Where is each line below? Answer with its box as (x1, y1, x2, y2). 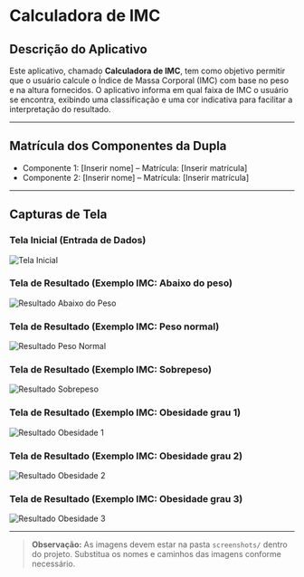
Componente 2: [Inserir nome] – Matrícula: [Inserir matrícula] (22, 172, 250, 183)
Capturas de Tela (9, 207, 108, 222)
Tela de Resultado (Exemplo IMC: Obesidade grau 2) (9, 449, 242, 462)
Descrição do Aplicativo (9, 42, 147, 57)
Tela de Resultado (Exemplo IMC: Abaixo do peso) (9, 277, 233, 289)
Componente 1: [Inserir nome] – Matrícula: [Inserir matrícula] (22, 162, 248, 173)
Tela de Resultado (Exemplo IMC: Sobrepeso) (9, 364, 213, 376)
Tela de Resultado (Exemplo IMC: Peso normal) (9, 320, 220, 333)
